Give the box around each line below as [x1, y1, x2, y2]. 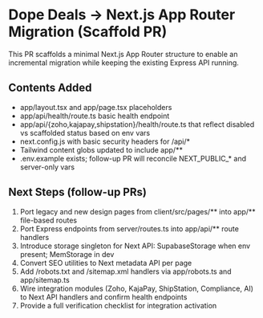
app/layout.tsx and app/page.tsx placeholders [19, 102, 172, 112]
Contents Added [8, 81, 92, 95]
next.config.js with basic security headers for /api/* [19, 137, 191, 146]
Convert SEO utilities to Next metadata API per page [19, 258, 192, 267]
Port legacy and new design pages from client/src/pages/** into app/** [19, 206, 257, 216]
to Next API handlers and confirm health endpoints [19, 291, 188, 302]
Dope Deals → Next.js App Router [8, 6, 236, 24]
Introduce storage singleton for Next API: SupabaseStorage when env [19, 241, 251, 251]
